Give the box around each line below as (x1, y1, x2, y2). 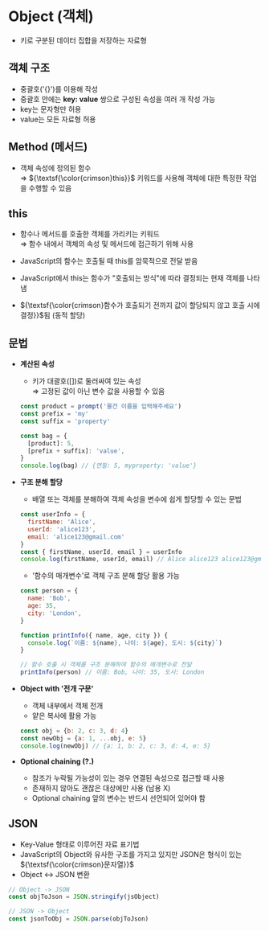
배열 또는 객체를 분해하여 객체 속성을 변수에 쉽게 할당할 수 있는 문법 (31, 494, 243, 504)
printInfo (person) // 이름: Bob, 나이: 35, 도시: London (19, 668, 205, 676)
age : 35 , (27, 602, 57, 610)
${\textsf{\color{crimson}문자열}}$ (19, 859, 134, 869)
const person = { (19, 587, 79, 595)
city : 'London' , (27, 609, 82, 617)
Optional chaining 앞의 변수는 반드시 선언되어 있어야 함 (31, 793, 206, 802)
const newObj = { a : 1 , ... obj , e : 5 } (19, 734, 147, 742)
